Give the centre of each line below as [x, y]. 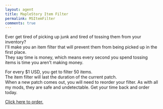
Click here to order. [24, 102]
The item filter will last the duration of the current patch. [61, 77]
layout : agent [19, 9]
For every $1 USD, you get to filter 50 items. [49, 72]
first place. [16, 52]
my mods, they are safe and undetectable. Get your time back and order [77, 87]
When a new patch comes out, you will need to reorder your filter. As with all [81, 82]
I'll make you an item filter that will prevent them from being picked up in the [81, 47]
